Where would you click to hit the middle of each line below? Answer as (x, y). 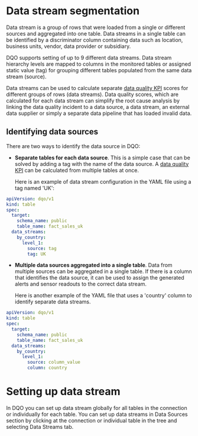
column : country (47, 368)
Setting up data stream (63, 392)
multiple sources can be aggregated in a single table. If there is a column (103, 271)
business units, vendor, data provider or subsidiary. (69, 46)
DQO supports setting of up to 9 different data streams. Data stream (89, 57)
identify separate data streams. (53, 302)
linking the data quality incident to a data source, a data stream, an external (98, 107)
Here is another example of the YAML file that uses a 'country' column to (103, 296)
